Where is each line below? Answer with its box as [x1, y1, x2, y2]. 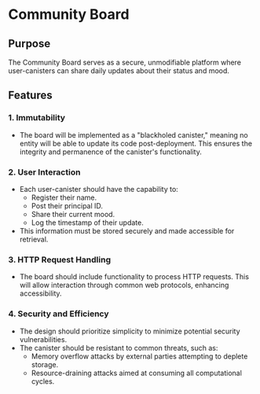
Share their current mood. [31, 209, 115, 219]
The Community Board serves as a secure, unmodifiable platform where [8, 57, 242, 67]
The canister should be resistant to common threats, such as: [19, 343, 218, 352]
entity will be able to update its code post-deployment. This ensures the [19, 138, 253, 148]
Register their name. [31, 193, 97, 202]
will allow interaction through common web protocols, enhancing [19, 281, 229, 290]
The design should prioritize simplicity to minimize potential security [19, 326, 241, 336]
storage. [31, 359, 59, 369]
